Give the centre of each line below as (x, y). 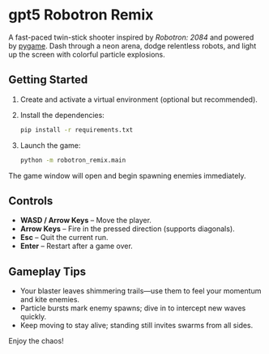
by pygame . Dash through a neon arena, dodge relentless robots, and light (132, 45)
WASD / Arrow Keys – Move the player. (86, 221)
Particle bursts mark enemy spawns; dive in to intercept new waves (133, 308)
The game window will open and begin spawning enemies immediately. (127, 175)
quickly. (33, 317)
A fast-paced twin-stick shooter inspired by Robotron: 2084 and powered (131, 37)
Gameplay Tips (47, 271)
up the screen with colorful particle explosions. (87, 54)
